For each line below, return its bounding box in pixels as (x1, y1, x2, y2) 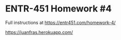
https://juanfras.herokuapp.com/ (5, 29, 73, 35)
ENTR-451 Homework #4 (5, 3, 112, 14)
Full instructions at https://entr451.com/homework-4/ (5, 19, 116, 25)
